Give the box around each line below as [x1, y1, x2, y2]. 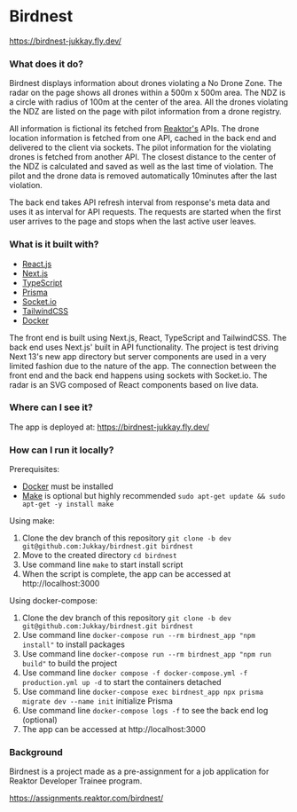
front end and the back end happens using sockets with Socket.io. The [9, 370, 268, 381]
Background [9, 746, 64, 759]
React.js [21, 258, 52, 269]
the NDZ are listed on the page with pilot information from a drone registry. [9, 106, 282, 117]
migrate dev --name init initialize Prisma [21, 696, 173, 706]
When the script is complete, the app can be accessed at [21, 569, 231, 579]
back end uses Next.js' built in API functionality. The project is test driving [9, 342, 279, 352]
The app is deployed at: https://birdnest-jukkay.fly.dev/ [9, 422, 210, 432]
